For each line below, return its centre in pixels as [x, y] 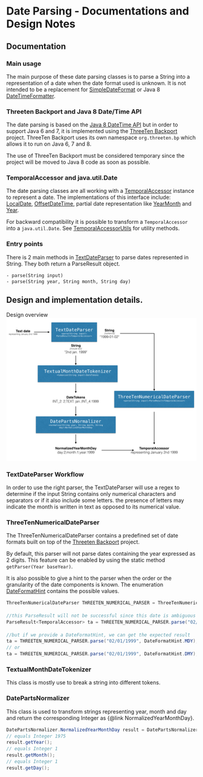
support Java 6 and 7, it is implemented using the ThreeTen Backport [92, 131]
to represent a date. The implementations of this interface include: [89, 197]
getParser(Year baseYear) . [40, 567]
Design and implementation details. [75, 300]
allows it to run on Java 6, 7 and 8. [49, 144]
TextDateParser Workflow [45, 474]
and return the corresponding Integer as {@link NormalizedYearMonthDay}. [100, 718]
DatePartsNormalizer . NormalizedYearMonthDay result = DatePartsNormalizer [102, 730]
